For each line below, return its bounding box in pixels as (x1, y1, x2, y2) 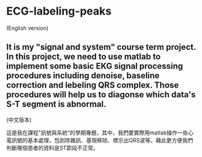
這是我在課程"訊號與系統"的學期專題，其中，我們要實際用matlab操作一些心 (6, 129, 193, 136)
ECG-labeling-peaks (6, 4, 112, 18)
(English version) (6, 24, 49, 32)
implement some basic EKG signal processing (6, 61, 184, 71)
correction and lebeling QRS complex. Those (6, 80, 179, 91)
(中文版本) (6, 116, 32, 123)
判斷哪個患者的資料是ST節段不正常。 (6, 144, 99, 152)
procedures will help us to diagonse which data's (6, 89, 196, 100)
